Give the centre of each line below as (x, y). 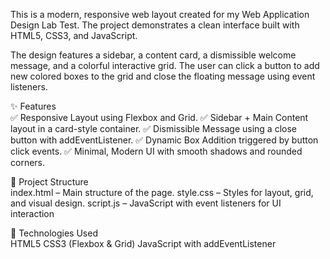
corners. (28, 162)
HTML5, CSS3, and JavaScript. (74, 35)
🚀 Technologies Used (54, 233)
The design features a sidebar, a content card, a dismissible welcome (153, 55)
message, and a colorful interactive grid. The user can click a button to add (165, 65)
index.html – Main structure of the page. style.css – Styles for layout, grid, (162, 192)
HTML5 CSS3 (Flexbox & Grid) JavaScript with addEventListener (143, 243)
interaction (32, 213)
